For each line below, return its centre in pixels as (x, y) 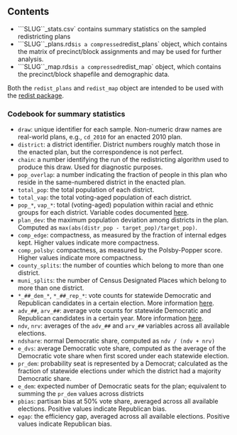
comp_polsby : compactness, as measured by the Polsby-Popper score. (120, 250)
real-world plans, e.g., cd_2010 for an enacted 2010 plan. (100, 137)
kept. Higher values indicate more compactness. (88, 243)
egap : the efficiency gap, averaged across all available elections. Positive (123, 417)
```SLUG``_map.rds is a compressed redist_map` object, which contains (119, 66)
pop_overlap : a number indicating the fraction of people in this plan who (122, 175)
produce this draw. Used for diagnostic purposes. (90, 167)
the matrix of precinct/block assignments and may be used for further (120, 51)
